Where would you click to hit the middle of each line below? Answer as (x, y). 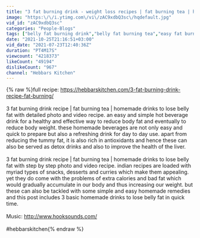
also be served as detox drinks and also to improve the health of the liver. (96, 147)
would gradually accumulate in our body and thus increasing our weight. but (100, 185)
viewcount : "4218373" (33, 56)
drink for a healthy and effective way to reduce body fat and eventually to (96, 121)
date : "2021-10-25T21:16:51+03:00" (50, 39)
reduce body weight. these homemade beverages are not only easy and (94, 128)
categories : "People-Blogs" (41, 28)
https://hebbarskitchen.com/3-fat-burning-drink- (121, 89)
